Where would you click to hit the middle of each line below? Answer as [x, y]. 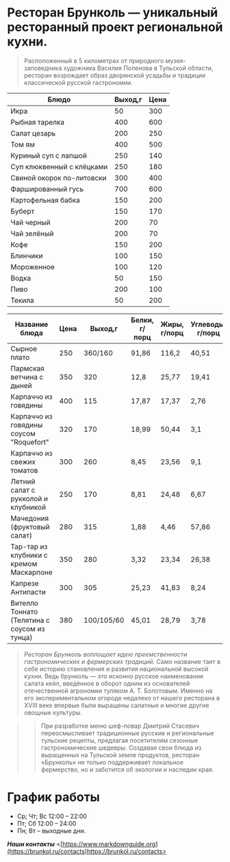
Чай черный [30, 222]
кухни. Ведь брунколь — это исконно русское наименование [114, 676]
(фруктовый [30, 527]
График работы [54, 797]
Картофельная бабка [45, 200]
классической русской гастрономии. [78, 82]
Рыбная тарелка [38, 122]
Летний [23, 481]
